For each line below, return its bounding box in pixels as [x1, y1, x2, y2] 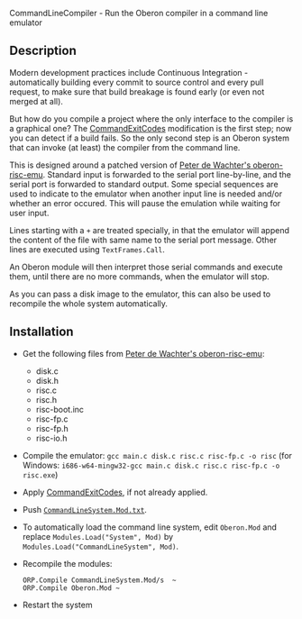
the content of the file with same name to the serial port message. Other [9, 234, 278, 245]
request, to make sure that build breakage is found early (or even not [9, 86, 265, 97]
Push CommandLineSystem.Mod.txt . [22, 504, 147, 514]
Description [9, 43, 77, 59]
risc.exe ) [22, 469, 59, 480]
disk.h [35, 375, 59, 386]
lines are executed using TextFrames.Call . [9, 243, 165, 255]
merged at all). [9, 96, 63, 106]
